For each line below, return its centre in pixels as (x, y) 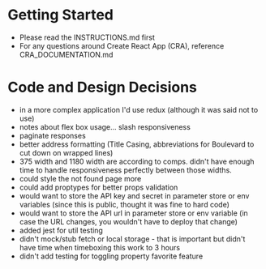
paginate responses (52, 135)
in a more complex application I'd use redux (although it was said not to (139, 109)
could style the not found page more (80, 178)
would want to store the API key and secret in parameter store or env (134, 195)
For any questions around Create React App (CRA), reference (122, 45)
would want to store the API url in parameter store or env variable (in (133, 213)
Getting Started (61, 15)
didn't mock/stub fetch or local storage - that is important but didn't (132, 239)
